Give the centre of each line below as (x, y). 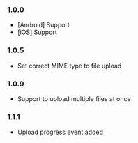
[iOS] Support (37, 32)
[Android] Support (43, 25)
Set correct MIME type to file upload (69, 66)
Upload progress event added (60, 132)
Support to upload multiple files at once (74, 98)
